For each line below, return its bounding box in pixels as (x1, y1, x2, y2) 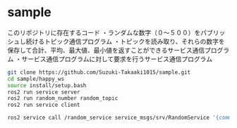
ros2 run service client (7, 101, 80, 109)
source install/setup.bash (7, 82, 87, 89)
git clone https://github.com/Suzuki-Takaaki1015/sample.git (7, 68, 191, 76)
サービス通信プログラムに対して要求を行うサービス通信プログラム (20, 54, 213, 63)
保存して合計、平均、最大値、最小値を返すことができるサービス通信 (7, 46, 205, 54)
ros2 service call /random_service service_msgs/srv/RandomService (7, 114, 210, 122)
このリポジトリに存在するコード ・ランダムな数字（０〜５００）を (7, 28, 201, 37)
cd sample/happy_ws (7, 75, 65, 82)
